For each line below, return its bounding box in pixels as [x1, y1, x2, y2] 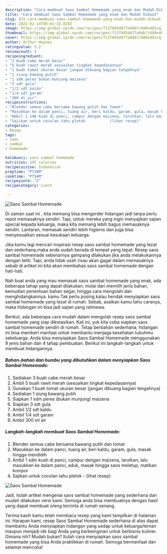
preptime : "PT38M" [5, 169, 43, 174]
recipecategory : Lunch [5, 183, 52, 188]
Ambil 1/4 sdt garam [12, 412, 54, 417]
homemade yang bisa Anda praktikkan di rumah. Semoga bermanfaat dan [5, 539, 157, 545]
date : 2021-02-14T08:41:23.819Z [5, 21, 72, 26]
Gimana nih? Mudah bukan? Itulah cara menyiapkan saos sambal [5, 534, 138, 540]
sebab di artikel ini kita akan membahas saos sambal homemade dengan [5, 263, 154, 269]
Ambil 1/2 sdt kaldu [12, 407, 52, 413]
